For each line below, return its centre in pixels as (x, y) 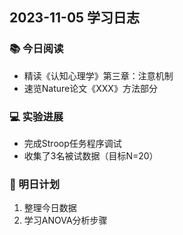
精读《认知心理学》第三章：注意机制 (98, 75)
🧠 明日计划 (35, 184)
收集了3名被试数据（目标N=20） (91, 155)
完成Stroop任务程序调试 (72, 143)
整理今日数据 (50, 208)
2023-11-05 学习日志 (75, 18)
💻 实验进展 (36, 116)
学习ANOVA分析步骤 (65, 220)
